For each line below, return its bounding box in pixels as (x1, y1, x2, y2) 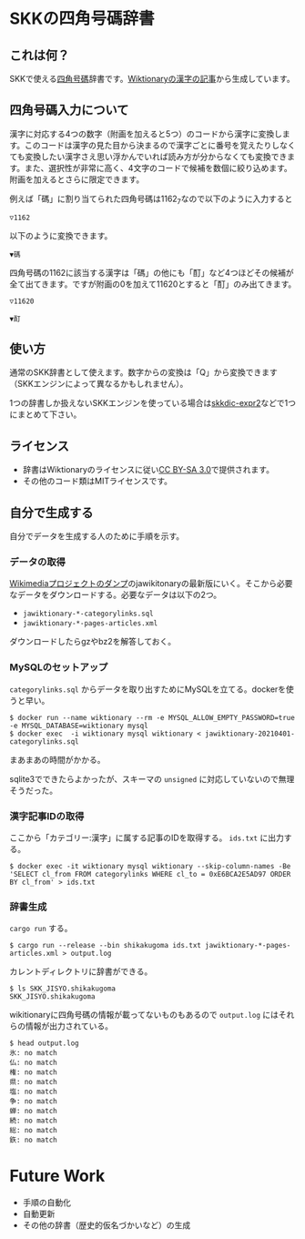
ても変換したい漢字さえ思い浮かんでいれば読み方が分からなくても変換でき (9, 151, 288, 162)
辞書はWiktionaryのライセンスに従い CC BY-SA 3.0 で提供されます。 (22, 464, 275, 475)
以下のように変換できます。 (9, 229, 113, 241)
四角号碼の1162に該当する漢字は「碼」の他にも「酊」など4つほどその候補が (9, 267, 294, 278)
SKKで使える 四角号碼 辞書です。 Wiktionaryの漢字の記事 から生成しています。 (9, 74, 295, 84)
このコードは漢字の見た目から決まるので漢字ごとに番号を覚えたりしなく (24, 139, 296, 150)
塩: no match (9, 1087, 57, 1097)
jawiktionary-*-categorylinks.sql (22, 609, 154, 619)
